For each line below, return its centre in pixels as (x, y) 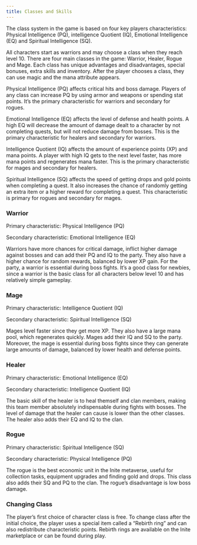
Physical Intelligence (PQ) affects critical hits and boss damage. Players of (96, 88)
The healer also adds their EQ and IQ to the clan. (65, 419)
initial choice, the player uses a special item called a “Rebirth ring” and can (96, 523)
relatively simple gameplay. (39, 280)
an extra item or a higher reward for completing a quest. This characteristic (97, 191)
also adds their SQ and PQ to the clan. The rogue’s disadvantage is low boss (98, 483)
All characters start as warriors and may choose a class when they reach (94, 52)
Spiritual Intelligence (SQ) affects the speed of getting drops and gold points (98, 179)
